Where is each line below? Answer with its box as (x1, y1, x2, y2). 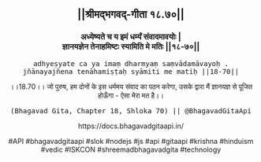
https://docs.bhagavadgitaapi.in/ (77, 121, 185, 131)
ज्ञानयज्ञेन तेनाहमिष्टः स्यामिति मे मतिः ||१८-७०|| (62, 41, 200, 52)
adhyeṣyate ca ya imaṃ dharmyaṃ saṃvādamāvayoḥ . (32, 59, 229, 68)
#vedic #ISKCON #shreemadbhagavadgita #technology (40, 145, 222, 154)
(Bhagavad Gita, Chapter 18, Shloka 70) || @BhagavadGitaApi (9, 106, 252, 115)
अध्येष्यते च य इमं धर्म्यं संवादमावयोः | (80, 31, 181, 42)
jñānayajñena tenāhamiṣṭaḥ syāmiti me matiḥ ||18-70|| (22, 67, 240, 75)
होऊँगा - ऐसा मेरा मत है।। (98, 90, 164, 100)
